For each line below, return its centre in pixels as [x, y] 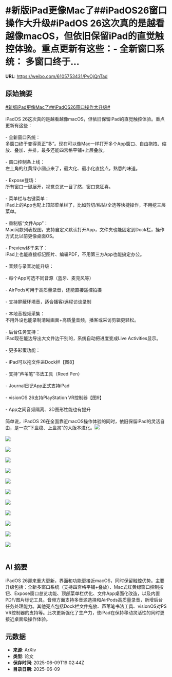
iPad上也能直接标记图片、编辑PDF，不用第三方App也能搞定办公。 [75, 254]
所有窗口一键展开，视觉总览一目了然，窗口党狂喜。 [59, 186]
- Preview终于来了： [27, 248]
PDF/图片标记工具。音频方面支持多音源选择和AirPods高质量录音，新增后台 [84, 600]
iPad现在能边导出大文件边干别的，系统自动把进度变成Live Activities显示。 [83, 338]
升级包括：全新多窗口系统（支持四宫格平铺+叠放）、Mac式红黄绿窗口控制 [82, 587]
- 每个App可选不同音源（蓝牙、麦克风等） [50, 278]
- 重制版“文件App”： [27, 223]
